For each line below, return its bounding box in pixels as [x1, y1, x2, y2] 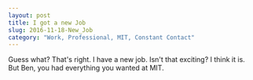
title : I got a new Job [8, 19, 86, 27]
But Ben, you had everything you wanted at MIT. [8, 64, 164, 73]
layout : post [8, 11, 51, 20]
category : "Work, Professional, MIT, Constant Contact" [8, 33, 195, 42]
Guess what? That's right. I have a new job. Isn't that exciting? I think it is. [8, 55, 245, 64]
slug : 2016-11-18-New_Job [8, 26, 93, 34]
